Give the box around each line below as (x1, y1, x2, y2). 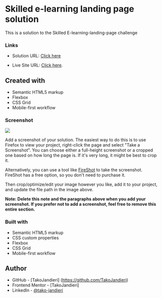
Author (5, 265, 27, 273)
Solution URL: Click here (12, 53, 61, 59)
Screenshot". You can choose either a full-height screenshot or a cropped (5, 147, 153, 153)
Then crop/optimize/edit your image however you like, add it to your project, (5, 182, 158, 187)
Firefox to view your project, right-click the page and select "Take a (5, 142, 140, 148)
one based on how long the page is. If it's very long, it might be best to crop (5, 152, 157, 158)
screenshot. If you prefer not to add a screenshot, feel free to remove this (5, 201, 157, 207)
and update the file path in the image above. (5, 187, 93, 193)
